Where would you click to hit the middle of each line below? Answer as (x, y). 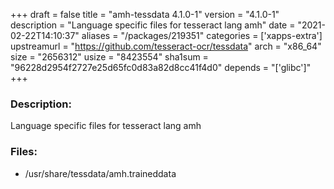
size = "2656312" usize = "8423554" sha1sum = (109, 57)
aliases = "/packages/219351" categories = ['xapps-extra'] (202, 35)
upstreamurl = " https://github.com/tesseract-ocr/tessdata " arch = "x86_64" (166, 46)
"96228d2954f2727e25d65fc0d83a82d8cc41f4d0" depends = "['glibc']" (161, 67)
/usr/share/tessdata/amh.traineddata (100, 173)
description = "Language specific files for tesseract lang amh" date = (153, 25)
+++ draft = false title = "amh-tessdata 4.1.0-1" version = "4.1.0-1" (145, 14)
